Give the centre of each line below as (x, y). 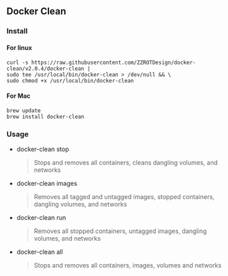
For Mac (18, 96)
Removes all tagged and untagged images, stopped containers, (124, 197)
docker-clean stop (43, 149)
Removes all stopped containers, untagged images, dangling (120, 231)
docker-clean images (47, 184)
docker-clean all (40, 252)
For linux (19, 47)
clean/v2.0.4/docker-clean (45, 69)
